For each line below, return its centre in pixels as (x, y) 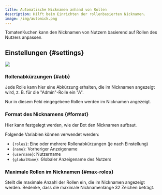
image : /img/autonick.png (31, 18)
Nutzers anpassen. (24, 37)
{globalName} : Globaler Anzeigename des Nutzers (62, 159)
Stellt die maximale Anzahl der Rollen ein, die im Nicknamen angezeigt (75, 182)
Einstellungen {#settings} (45, 53)
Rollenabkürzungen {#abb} (38, 77)
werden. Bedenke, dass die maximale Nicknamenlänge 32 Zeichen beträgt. (80, 188)
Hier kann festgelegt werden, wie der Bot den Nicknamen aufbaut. (71, 125)
